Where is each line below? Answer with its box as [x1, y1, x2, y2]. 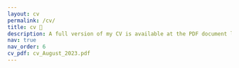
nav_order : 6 [7, 43, 46, 50]
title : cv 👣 [7, 23, 43, 30]
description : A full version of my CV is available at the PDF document [7, 30, 228, 38]
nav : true [7, 37, 37, 44]
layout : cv [7, 10, 40, 18]
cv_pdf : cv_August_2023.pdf [7, 50, 91, 57]
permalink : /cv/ [7, 17, 55, 24]
